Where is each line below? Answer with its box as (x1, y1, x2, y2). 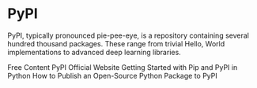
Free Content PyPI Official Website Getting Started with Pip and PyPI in (7, 62, 238, 71)
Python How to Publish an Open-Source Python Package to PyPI (7, 71, 218, 80)
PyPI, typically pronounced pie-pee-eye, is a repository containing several (7, 31, 250, 40)
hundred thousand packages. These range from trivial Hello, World (7, 38, 225, 48)
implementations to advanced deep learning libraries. (7, 47, 181, 57)
